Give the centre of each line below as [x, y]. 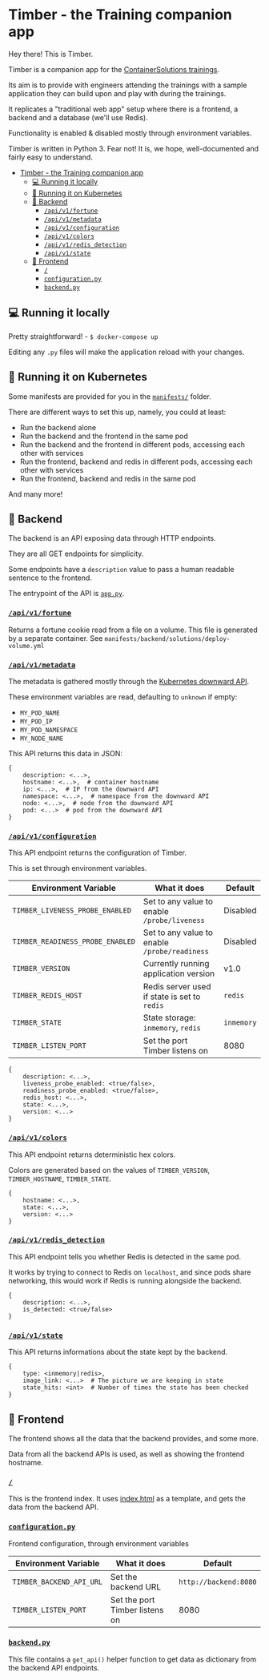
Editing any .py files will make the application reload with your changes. [126, 352]
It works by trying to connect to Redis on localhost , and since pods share [130, 1272]
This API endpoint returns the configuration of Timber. [97, 853]
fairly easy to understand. [51, 157]
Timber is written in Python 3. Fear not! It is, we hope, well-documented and [133, 148]
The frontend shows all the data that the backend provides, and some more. [133, 1438]
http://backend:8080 [218, 1581]
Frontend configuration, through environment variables [99, 1543]
